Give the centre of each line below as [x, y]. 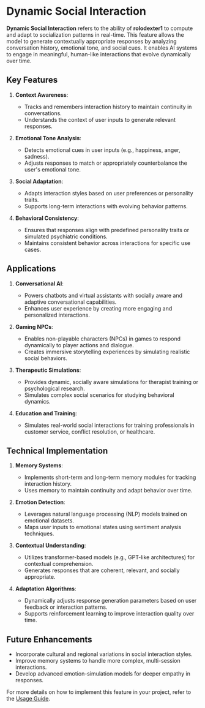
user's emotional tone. [53, 169]
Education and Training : [46, 413]
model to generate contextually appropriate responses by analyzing [91, 41]
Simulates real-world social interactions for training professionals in [109, 425]
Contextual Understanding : [50, 546]
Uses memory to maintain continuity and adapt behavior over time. [108, 491]
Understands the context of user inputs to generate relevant [100, 119]
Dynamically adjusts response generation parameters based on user [110, 601]
